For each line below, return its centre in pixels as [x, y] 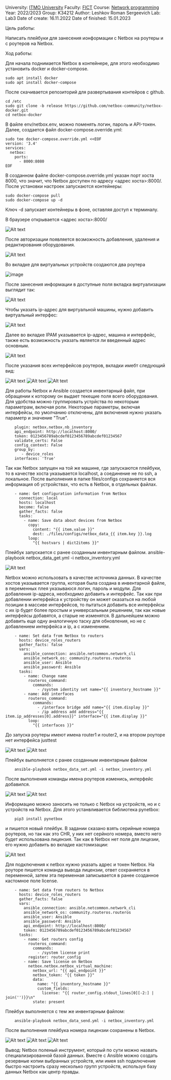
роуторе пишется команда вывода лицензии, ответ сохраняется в [78, 870]
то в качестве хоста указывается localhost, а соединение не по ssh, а [81, 473]
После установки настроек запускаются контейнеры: [64, 186]
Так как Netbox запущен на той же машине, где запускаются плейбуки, [83, 468]
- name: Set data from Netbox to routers [59, 636]
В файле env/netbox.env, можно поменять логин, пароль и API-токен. [81, 124]
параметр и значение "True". [37, 418]
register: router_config [54, 957]
